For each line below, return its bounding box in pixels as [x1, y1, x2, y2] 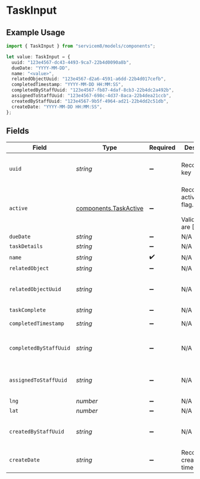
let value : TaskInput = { [6, 54, 70, 60]
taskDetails [9, 243, 43, 250]
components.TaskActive [76, 204, 144, 212]
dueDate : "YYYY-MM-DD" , [11, 65, 70, 71]
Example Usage [6, 27, 65, 38]
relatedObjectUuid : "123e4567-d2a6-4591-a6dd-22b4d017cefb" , [11, 76, 167, 82]
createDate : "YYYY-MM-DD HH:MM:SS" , [11, 104, 102, 110]
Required [149, 144, 176, 152]
